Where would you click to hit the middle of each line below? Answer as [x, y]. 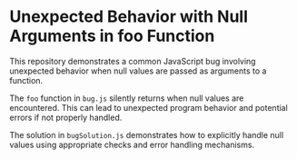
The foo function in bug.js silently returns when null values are [127, 98]
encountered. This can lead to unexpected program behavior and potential [148, 107]
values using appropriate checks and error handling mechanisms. [132, 144]
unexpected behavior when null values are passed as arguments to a [138, 71]
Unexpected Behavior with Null [129, 17]
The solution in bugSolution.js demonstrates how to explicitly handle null [147, 134]
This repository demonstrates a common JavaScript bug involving [133, 61]
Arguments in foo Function [112, 36]
